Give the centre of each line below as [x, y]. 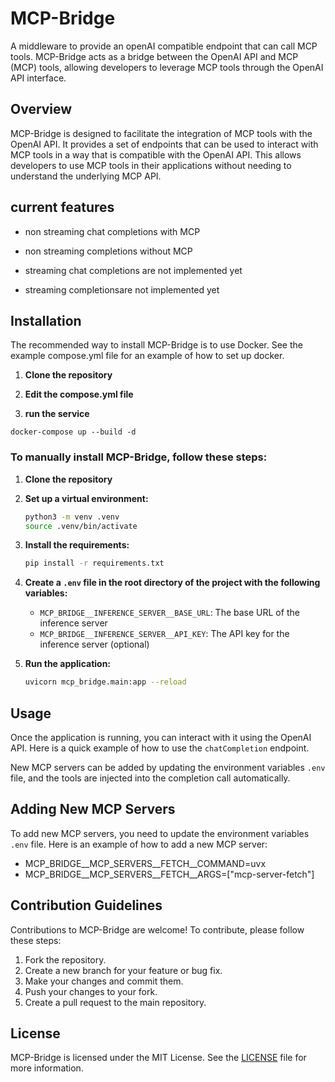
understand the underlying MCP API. [86, 176]
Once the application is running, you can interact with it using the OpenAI [161, 737]
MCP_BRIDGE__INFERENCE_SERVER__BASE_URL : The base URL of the [169, 613]
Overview [41, 109]
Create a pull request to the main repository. [115, 1002]
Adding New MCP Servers [93, 809]
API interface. [38, 78]
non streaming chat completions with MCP [112, 231]
